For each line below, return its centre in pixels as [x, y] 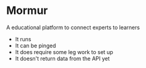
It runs [23, 39]
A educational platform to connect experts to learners [73, 27]
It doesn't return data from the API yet [62, 58]
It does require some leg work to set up [64, 52]
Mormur [27, 11]
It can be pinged [35, 46]
